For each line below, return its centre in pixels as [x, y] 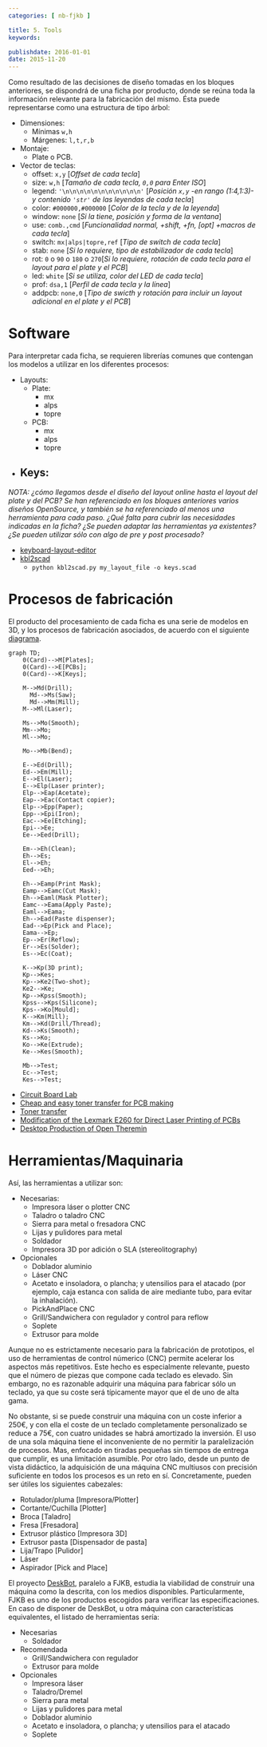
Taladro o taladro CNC [68, 1215]
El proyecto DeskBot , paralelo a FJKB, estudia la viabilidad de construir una [132, 1582]
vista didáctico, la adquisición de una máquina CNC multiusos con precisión [133, 1466]
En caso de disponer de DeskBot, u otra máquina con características [121, 1608]
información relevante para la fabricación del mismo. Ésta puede [114, 99]
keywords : [25, 38]
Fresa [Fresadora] [49, 1525]
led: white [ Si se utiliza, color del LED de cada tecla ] [118, 276]
